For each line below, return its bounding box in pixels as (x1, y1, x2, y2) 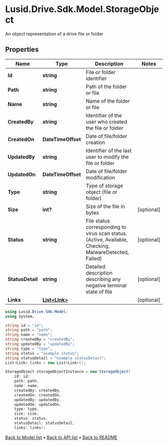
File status (85, 217, 110, 224)
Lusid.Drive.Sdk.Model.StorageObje (5, 4, 159, 15)
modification (85, 174, 115, 181)
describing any (85, 275, 121, 282)
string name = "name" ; (5, 332, 52, 337)
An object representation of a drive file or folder (5, 31, 103, 37)
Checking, (85, 242, 110, 249)
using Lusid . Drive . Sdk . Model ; (5, 309, 68, 314)
